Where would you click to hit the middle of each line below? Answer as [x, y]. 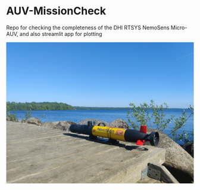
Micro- [179, 27]
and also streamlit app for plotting [61, 33]
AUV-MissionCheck [56, 11]
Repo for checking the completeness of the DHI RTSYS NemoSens [88, 27]
